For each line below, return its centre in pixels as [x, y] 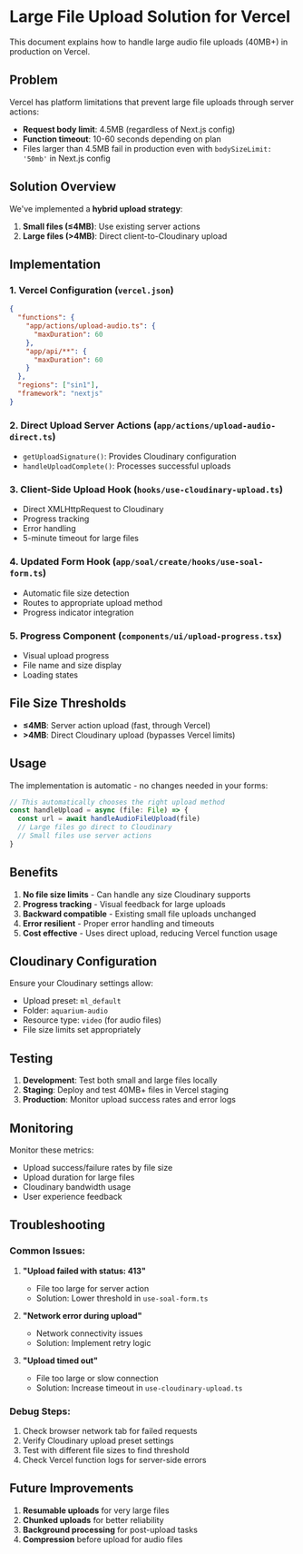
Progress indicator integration [78, 612]
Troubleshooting [58, 1225]
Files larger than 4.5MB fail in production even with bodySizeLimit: [147, 148]
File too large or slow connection [97, 1378]
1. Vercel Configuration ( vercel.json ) [92, 290]
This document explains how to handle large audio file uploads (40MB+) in [149, 42]
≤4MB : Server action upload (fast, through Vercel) [117, 725]
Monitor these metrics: [52, 1150]
